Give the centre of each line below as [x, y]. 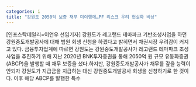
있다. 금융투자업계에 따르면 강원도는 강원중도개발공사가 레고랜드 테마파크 [95, 49]
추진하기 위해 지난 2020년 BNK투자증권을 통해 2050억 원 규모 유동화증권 [105, 56]
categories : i [23, 11]
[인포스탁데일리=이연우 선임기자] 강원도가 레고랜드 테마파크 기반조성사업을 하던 [97, 34]
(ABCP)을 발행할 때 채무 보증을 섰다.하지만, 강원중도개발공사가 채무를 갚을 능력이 [98, 63]
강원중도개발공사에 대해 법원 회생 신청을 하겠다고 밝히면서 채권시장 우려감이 [92, 41]
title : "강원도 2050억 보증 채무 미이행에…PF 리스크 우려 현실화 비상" [82, 17]
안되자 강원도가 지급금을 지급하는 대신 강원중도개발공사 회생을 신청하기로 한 [92, 71]
